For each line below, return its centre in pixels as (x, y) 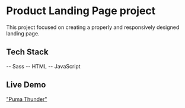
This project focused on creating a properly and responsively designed (93, 27)
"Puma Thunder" (27, 99)
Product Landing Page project (81, 11)
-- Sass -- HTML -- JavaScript (44, 66)
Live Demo (26, 85)
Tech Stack (27, 52)
